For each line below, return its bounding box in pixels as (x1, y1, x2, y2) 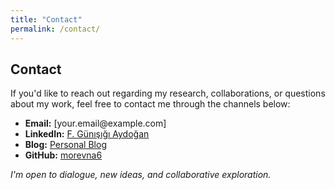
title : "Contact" (10, 14, 83, 25)
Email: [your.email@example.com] (24, 117, 167, 130)
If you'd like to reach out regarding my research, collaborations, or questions (10, 87, 326, 100)
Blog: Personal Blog (24, 139, 107, 151)
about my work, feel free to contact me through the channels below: (10, 98, 291, 110)
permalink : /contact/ (10, 24, 101, 34)
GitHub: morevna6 (24, 149, 103, 161)
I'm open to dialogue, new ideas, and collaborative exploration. (10, 169, 272, 181)
